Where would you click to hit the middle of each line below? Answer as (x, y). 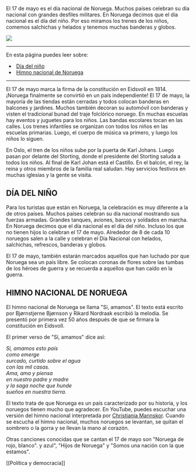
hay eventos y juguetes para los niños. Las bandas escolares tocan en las (94, 120)
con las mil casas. (28, 367)
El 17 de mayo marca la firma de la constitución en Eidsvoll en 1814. (87, 89)
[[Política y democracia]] (36, 463)
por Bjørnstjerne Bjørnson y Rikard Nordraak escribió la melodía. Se (87, 313)
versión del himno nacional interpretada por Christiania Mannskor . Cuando (95, 415)
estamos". (18, 452)
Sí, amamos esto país (32, 348)
